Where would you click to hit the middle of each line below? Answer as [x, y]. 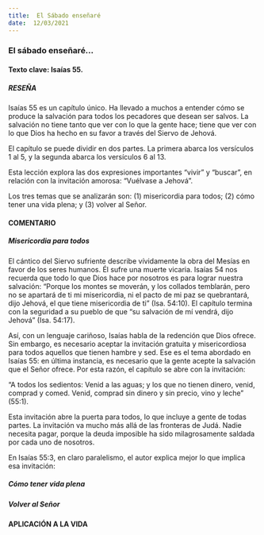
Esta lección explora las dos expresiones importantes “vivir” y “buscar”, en [130, 172]
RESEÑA [23, 87]
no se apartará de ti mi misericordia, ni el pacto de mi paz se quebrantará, [129, 294]
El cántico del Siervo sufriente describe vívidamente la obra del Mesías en [129, 261]
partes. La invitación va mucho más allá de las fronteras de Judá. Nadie [125, 425]
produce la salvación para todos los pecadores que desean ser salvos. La [128, 116]
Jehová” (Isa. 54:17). [42, 320]
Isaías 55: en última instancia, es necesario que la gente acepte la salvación [132, 360]
